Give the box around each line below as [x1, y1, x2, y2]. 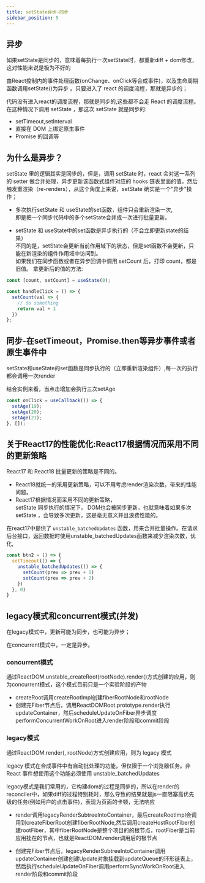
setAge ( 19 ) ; [12, 403, 43, 409]
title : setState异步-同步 [6, 9, 69, 15]
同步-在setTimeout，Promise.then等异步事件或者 [6, 335, 196, 346]
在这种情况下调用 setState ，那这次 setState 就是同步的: [6, 106, 147, 113]
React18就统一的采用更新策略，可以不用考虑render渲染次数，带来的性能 [15, 481, 197, 488]
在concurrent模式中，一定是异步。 [6, 641, 94, 648]
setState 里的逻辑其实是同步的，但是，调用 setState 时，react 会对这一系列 [6, 170, 196, 177]
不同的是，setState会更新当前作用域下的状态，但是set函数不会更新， [15, 242, 189, 249]
